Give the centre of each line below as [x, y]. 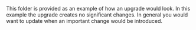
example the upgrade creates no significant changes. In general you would [97, 15]
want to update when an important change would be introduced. [84, 21]
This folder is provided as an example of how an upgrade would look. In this [98, 9]
